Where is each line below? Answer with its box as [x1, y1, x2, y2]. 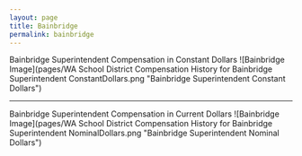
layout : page [9, 13, 58, 22]
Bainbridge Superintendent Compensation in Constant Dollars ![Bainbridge [9, 55, 285, 65]
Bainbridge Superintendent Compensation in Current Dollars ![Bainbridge [9, 108, 280, 119]
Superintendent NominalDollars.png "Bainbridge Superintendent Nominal [9, 127, 280, 139]
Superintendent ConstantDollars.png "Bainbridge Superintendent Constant [9, 74, 286, 84]
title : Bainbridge [9, 22, 78, 30]
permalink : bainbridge [9, 30, 94, 39]
